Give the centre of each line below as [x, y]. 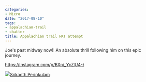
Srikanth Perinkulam [30, 74]
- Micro [13, 14]
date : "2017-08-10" [25, 18]
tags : [10, 23]
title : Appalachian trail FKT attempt [44, 37]
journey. [13, 55]
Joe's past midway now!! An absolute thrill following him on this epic [73, 50]
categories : [17, 9]
